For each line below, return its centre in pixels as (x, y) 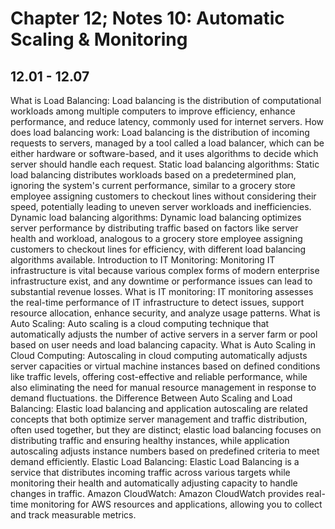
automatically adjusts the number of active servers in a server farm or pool (164, 334)
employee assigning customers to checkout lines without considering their (163, 196)
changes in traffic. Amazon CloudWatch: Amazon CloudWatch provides (157, 493)
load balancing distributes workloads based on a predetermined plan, (153, 175)
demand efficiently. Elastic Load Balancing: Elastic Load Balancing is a (155, 461)
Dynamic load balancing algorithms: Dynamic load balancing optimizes (156, 217)
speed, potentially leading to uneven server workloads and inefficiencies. (161, 206)
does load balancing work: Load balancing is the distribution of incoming (160, 132)
